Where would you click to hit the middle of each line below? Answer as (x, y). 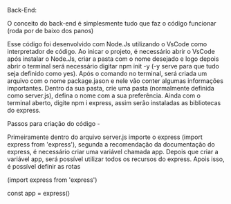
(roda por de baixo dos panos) (50, 31)
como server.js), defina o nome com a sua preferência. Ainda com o (104, 95)
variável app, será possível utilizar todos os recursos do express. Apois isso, (116, 159)
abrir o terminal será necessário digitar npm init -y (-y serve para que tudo (113, 66)
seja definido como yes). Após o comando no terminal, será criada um (107, 73)
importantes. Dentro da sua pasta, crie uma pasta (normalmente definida (111, 88)
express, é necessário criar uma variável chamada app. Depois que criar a (113, 152)
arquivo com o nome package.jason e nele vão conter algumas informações (115, 81)
